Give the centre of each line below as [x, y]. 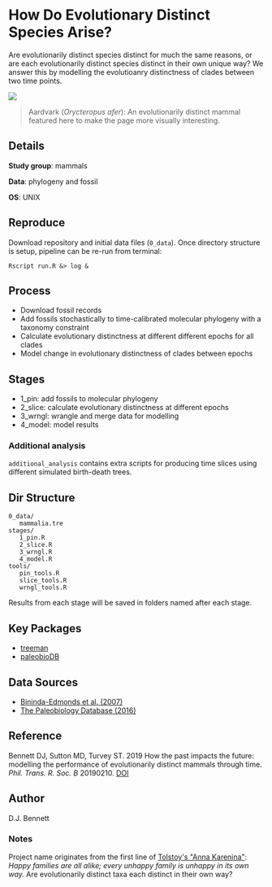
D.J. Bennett [29, 818]
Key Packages [45, 628]
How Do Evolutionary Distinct [110, 15]
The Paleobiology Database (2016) [78, 710]
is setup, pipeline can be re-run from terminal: [85, 251]
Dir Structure [42, 498]
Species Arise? [60, 32]
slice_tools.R [43, 581]
